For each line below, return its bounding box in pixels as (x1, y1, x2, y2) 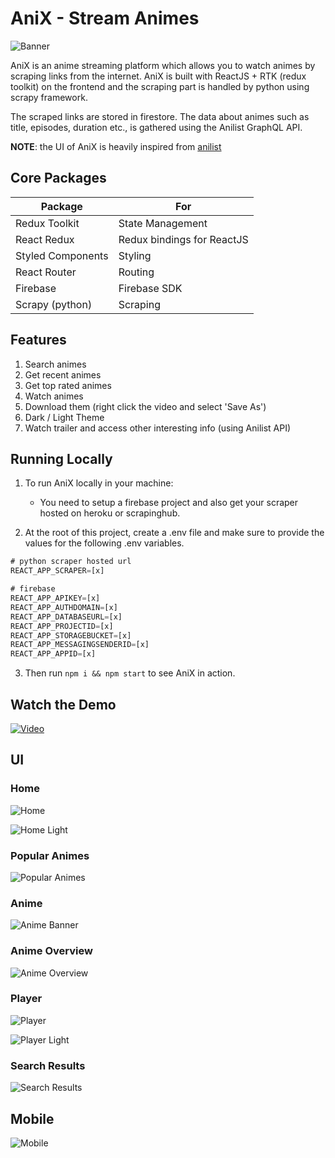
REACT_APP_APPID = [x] (10, 649, 97, 659)
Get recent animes (24, 368, 102, 381)
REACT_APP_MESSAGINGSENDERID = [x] (10, 640, 150, 650)
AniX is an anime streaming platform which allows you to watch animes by (10, 59, 316, 71)
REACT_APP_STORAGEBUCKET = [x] (10, 630, 132, 641)
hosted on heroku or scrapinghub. (39, 507, 181, 519)
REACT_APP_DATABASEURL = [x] (10, 612, 123, 622)
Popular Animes (10, 848, 90, 862)
